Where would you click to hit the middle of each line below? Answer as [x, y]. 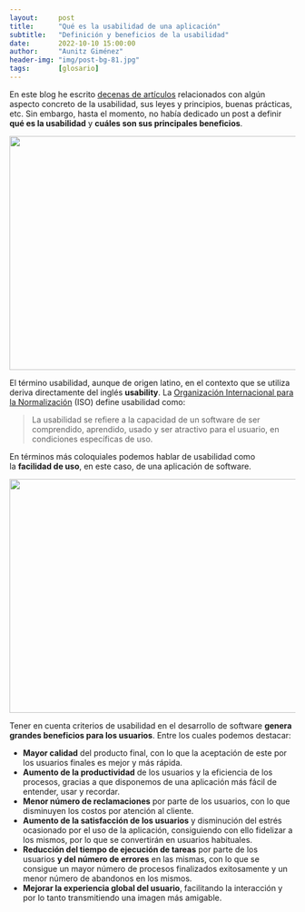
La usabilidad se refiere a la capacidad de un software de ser [146, 420]
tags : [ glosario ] [54, 69]
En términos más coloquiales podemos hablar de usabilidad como [133, 456]
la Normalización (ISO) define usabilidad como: [98, 401]
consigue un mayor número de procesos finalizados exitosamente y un [155, 868]
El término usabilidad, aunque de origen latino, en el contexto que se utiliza [150, 382]
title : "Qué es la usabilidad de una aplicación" [115, 26]
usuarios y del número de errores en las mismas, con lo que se [141, 858]
